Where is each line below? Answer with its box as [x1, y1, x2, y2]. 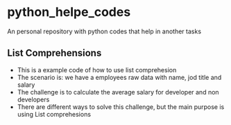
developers [17, 95, 50, 103]
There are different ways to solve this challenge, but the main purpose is [17, 102, 225, 111]
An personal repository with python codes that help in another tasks [7, 27, 202, 35]
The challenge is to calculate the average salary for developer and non [17, 87, 220, 96]
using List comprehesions [17, 110, 92, 118]
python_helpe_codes [7, 4, 131, 20]
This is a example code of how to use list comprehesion [17, 65, 177, 74]
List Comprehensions [7, 47, 102, 59]
